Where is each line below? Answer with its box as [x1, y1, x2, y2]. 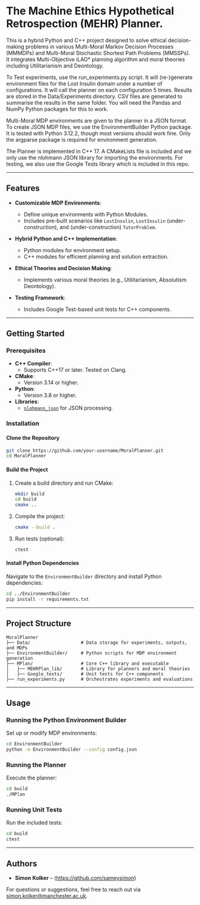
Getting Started [6, 329, 65, 339]
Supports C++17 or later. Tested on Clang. [23, 366, 127, 374]
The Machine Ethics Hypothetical [6, 4, 174, 18]
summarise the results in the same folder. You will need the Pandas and [6, 99, 182, 106]
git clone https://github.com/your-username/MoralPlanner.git [6, 447, 164, 454]
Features [6, 184, 40, 194]
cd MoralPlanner [6, 453, 46, 459]
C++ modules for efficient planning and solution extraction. [23, 253, 169, 260]
